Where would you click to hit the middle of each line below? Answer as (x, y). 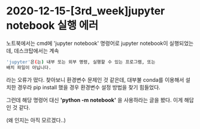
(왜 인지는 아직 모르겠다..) (36, 120)
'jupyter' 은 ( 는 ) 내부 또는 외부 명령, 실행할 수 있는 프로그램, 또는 (81, 62)
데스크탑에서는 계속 (37, 50)
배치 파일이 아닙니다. (29, 67)
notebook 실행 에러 (52, 26)
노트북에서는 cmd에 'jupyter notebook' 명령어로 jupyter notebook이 (87, 43)
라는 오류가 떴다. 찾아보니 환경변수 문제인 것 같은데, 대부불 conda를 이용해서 (95, 79)
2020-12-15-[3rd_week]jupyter (86, 11)
